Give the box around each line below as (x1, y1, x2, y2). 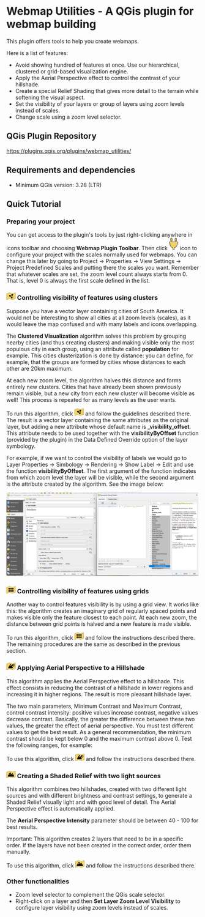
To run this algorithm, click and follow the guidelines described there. (6, 410, 192, 417)
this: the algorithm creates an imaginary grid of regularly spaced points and (6, 607, 196, 615)
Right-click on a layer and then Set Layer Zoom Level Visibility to (15, 897, 181, 905)
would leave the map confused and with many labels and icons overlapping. (6, 320, 198, 328)
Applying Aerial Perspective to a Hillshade (17, 664, 145, 672)
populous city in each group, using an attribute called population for (6, 345, 179, 352)
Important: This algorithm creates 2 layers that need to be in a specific (6, 835, 184, 842)
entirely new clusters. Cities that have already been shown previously (6, 383, 182, 390)
